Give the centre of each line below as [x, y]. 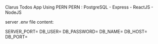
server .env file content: [29, 22]
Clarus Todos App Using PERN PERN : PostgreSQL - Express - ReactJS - [79, 7]
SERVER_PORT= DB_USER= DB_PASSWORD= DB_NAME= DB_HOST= [76, 31]
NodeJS [13, 12]
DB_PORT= [17, 37]
